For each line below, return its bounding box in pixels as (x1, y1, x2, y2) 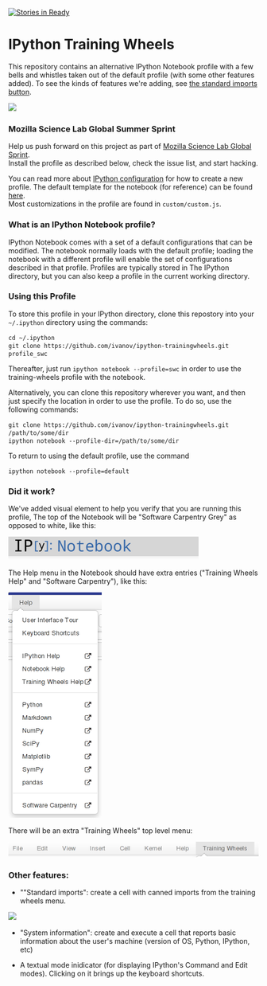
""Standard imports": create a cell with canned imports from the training (19, 888, 256, 898)
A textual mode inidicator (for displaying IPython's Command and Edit (19, 961, 248, 970)
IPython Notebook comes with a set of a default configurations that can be (8, 237, 253, 247)
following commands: (8, 405, 79, 414)
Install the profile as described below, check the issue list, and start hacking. (8, 158, 258, 168)
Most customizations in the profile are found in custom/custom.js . (8, 199, 222, 209)
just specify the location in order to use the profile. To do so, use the (8, 396, 232, 405)
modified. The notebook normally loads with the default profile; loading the (8, 245, 253, 255)
